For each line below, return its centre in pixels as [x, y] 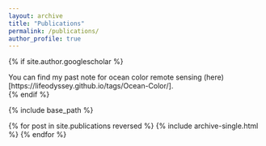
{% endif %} [29, 95]
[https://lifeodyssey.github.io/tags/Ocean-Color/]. [91, 86]
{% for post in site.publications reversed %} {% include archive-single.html [133, 126]
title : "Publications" [46, 24]
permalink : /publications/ [54, 31]
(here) [214, 77]
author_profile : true [45, 39]
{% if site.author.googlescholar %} [66, 62]
